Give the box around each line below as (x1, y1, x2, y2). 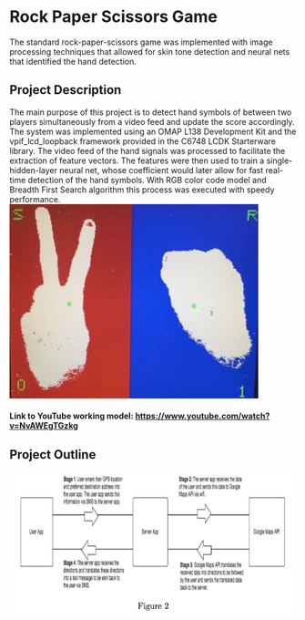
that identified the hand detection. (9, 56, 137, 67)
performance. (9, 193, 61, 204)
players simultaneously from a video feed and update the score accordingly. (9, 116, 295, 127)
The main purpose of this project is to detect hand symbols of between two (9, 107, 292, 118)
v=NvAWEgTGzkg (9, 420, 79, 431)
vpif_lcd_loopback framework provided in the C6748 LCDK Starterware (9, 135, 276, 147)
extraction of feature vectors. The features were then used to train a (9, 155, 265, 166)
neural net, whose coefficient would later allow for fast (58, 164, 264, 175)
